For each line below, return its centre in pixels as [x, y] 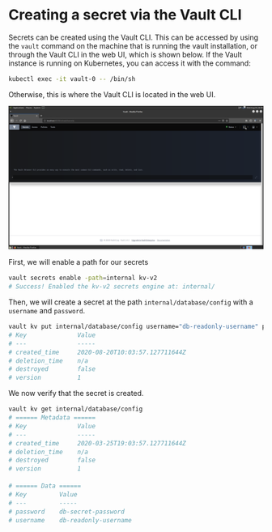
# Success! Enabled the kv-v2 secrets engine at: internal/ [112, 287]
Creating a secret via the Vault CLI [125, 15]
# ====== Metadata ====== [52, 418]
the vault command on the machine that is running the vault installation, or [133, 45]
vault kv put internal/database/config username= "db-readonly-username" [134, 327]
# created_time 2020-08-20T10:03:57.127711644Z [97, 352]
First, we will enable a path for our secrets [79, 262]
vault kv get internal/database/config [76, 409]
